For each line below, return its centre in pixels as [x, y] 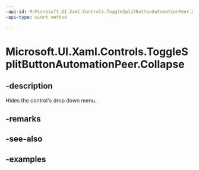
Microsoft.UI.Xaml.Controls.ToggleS [97, 52]
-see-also [24, 139]
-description [29, 86]
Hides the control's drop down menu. [51, 100]
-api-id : [16, 12]
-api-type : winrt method [36, 17]
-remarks [23, 119]
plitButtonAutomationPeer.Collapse [95, 64]
